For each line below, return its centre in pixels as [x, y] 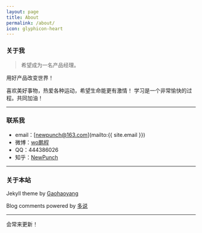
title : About [23, 17]
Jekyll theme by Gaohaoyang [42, 193]
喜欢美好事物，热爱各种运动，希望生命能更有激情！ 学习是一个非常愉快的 [96, 90]
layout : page [23, 12]
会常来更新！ [22, 224]
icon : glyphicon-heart [35, 29]
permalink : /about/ [31, 23]
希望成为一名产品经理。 [50, 65]
